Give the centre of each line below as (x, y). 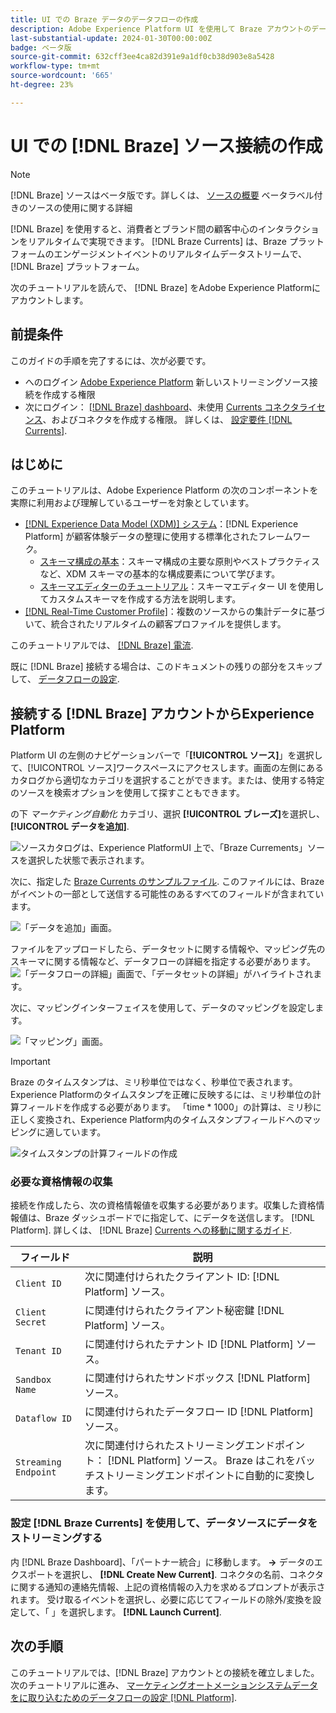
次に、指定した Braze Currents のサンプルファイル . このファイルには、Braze (167, 882)
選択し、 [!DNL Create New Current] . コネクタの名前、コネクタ (193, 1574)
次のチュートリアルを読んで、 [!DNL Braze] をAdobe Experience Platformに (165, 287)
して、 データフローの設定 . (65, 679)
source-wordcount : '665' (62, 76)
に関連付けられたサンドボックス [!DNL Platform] (198, 1378)
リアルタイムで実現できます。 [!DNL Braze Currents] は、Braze (157, 241)
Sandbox (33, 1380)
